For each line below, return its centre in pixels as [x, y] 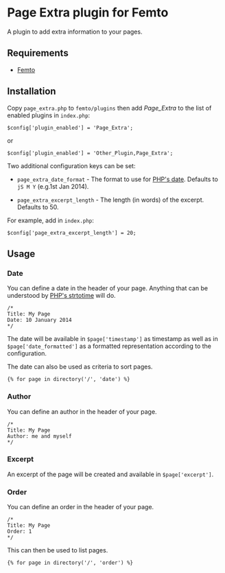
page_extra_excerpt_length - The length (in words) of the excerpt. [110, 200]
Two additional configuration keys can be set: [71, 165]
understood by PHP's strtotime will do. [61, 296]
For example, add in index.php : [51, 220]
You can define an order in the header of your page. [81, 507]
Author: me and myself [39, 436]
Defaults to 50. [38, 207]
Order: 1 [20, 532]
